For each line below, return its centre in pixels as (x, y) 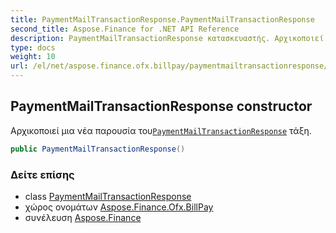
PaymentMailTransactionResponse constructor (161, 106)
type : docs (33, 47)
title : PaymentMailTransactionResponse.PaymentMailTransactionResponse (162, 19)
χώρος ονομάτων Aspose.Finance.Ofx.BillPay (119, 207)
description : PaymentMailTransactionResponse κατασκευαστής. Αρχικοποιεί (167, 38)
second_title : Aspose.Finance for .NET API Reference (125, 29)
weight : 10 (33, 57)
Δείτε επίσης (42, 174)
